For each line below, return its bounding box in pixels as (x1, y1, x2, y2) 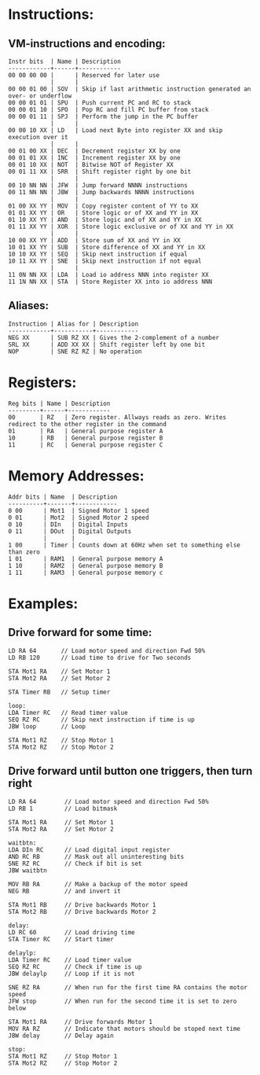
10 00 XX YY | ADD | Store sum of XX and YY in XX (8, 237, 181, 245)
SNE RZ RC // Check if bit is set (8, 860, 143, 867)
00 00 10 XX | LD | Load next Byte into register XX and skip (8, 127, 223, 134)
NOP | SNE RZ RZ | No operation (8, 348, 143, 355)
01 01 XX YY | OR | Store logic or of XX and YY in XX (8, 209, 199, 217)
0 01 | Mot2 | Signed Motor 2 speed (8, 514, 149, 521)
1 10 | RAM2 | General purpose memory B (8, 561, 163, 569)
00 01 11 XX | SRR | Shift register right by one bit (8, 168, 192, 175)
